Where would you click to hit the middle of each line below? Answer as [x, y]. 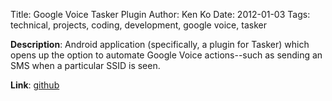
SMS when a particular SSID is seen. [85, 65]
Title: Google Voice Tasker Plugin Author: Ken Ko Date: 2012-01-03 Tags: [160, 14]
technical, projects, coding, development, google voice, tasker [138, 25]
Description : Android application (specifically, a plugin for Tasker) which [160, 44]
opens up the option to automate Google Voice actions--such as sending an [166, 55]
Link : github [35, 85]
